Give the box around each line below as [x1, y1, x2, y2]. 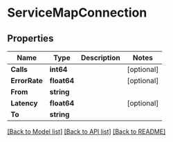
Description [80, 53, 120, 62]
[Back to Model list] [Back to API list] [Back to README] [7, 127, 166, 136]
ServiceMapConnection [7, 5, 147, 21]
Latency [10, 98, 38, 108]
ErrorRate [10, 76, 44, 85]
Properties [7, 33, 54, 44]
